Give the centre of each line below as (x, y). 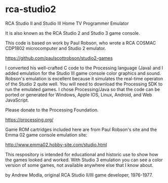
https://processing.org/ (29, 119)
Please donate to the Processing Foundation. (52, 110)
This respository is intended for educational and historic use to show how (82, 154)
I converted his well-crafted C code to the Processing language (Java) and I (84, 68)
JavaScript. (17, 100)
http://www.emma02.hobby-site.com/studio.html (56, 145)
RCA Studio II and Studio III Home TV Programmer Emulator (67, 23)
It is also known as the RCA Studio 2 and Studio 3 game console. (73, 33)
